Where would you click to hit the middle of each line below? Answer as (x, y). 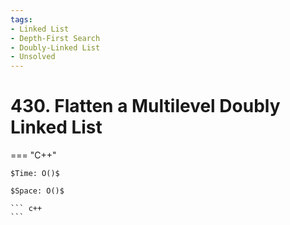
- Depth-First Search (55, 38)
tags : (21, 19)
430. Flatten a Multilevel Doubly (145, 106)
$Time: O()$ (35, 174)
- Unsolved (33, 57)
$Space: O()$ (37, 191)
